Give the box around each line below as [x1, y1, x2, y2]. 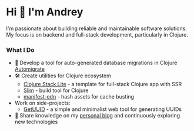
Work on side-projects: [14, 100, 71, 107]
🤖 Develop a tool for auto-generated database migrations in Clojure [14, 59, 178, 67]
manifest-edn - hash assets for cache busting [23, 93, 134, 100]
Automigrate [14, 65, 45, 73]
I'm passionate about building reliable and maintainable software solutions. [6, 25, 187, 32]
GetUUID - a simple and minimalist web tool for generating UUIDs [23, 106, 182, 113]
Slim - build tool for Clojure [23, 87, 89, 94]
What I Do [6, 45, 35, 54]
